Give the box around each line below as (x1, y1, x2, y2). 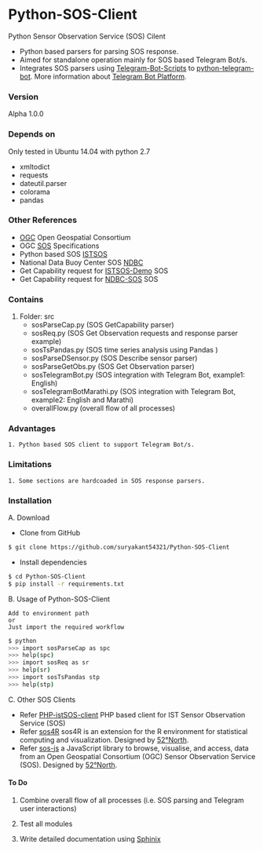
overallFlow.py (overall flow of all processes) (31, 404, 176, 413)
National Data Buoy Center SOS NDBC (19, 257, 144, 267)
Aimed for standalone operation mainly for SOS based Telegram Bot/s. (19, 55, 247, 64)
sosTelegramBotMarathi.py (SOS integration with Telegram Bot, (31, 387, 236, 396)
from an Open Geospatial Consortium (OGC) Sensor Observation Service (19, 751, 256, 761)
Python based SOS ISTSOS (19, 249, 108, 258)
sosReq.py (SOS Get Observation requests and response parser (31, 328, 238, 338)
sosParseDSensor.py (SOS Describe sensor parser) (31, 353, 198, 363)
